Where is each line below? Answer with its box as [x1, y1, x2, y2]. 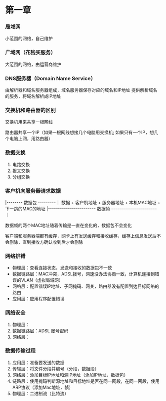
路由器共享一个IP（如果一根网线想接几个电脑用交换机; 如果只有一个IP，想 [5, 130, 154, 135]
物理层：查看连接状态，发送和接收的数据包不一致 [12, 265, 112, 271]
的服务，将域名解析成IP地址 [5, 93, 61, 99]
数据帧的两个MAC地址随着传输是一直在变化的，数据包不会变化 [5, 222, 132, 228]
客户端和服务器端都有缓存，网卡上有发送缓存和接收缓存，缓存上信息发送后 [5, 233, 157, 239]
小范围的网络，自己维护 [5, 36, 53, 42]
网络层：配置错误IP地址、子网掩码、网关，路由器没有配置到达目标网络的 [12, 283, 160, 289]
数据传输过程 [5, 347, 36, 354]
